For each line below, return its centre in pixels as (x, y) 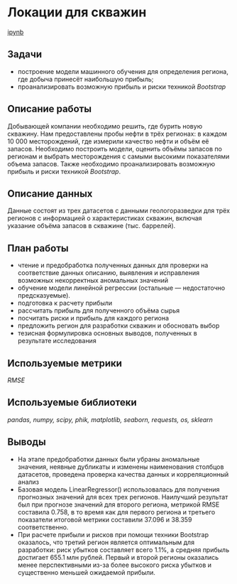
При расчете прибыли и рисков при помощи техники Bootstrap (113, 534)
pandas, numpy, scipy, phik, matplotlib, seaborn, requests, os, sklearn (110, 419)
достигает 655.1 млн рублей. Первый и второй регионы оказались (118, 557)
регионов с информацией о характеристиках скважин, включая (105, 218)
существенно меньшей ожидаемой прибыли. (87, 572)
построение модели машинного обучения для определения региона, (123, 71)
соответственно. (43, 527)
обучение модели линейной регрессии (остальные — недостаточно (121, 288)
